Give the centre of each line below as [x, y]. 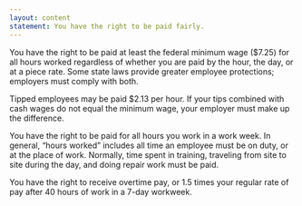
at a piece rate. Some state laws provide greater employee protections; [142, 71]
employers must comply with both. [74, 81]
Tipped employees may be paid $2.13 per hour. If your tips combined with [147, 98]
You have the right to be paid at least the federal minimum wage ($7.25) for [150, 52]
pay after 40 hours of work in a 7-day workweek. [101, 191]
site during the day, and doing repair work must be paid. [114, 164]
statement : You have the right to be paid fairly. [107, 26]
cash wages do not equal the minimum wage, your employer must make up [150, 108]
